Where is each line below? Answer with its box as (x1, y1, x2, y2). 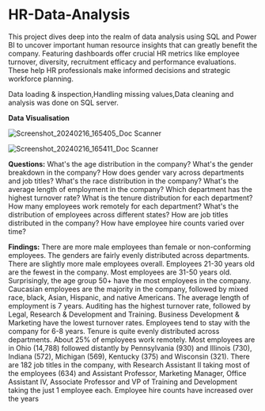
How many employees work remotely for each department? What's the (8, 201, 239, 211)
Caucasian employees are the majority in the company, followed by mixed (8, 284, 249, 294)
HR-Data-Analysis (8, 6, 131, 24)
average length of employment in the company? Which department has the (8, 184, 253, 194)
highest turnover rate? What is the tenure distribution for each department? (8, 193, 253, 202)
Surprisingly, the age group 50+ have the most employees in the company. (8, 275, 252, 285)
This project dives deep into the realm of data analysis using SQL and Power (8, 32, 257, 41)
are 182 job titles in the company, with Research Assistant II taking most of (8, 359, 251, 370)
